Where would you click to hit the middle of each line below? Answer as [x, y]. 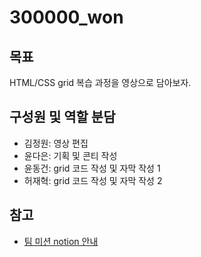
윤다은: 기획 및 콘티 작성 [70, 155]
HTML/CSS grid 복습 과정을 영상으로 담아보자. [100, 82]
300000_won [66, 17]
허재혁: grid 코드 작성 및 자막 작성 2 [93, 180]
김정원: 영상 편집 [56, 143]
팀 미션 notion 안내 [61, 241]
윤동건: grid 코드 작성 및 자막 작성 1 [92, 168]
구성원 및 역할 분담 [62, 117]
